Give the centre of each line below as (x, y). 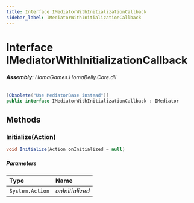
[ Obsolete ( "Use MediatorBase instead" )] (58, 95)
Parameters (21, 163)
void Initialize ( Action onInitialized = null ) (66, 150)
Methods (23, 120)
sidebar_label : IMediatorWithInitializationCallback (74, 18)
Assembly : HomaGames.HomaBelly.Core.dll (61, 77)
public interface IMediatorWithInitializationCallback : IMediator (93, 101)
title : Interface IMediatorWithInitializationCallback (77, 12)
